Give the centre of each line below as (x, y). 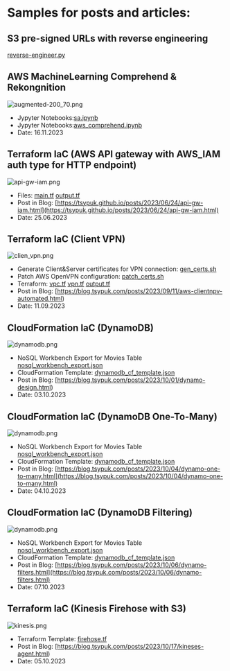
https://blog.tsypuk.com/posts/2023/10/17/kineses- (131, 646)
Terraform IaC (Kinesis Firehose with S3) (97, 609)
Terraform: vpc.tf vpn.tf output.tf (64, 284)
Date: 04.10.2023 (42, 491)
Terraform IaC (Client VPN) (67, 239)
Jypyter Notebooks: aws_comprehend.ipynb (80, 125)
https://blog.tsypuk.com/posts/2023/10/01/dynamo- (131, 380)
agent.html (33, 654)
